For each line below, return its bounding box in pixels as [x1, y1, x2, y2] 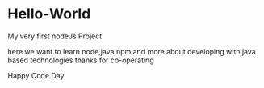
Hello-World [7, 5, 91, 23]
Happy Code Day [7, 70, 65, 80]
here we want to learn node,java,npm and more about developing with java [7, 46, 256, 56]
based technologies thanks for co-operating [7, 55, 154, 65]
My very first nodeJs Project [7, 31, 103, 41]
